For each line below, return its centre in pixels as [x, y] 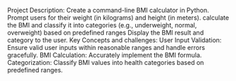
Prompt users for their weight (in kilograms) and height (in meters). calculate [118, 18]
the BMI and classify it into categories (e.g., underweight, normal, [102, 25]
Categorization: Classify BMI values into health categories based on [106, 62]
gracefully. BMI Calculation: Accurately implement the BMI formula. [105, 55]
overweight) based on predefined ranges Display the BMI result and [106, 32]
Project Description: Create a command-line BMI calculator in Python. [108, 10]
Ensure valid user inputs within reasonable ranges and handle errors [106, 48]
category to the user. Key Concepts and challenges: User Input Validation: [114, 40]
